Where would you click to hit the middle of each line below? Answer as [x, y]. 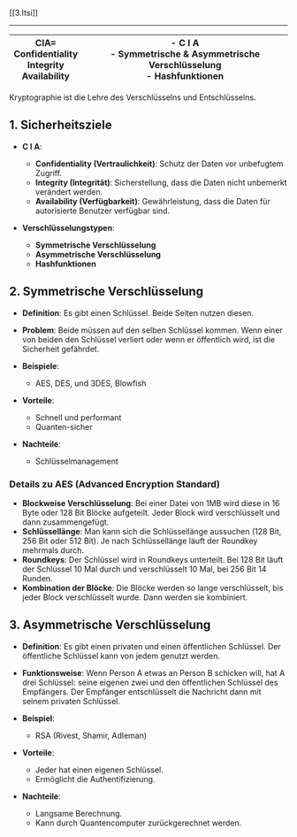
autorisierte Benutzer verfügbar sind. [103, 211]
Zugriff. [49, 173]
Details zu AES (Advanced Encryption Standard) [115, 484]
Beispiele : [41, 365]
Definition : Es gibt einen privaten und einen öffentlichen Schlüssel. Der [151, 646]
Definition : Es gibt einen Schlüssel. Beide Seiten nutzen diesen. [138, 312]
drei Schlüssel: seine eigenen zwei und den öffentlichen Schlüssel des [150, 682]
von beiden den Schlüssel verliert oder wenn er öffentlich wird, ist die [148, 339]
